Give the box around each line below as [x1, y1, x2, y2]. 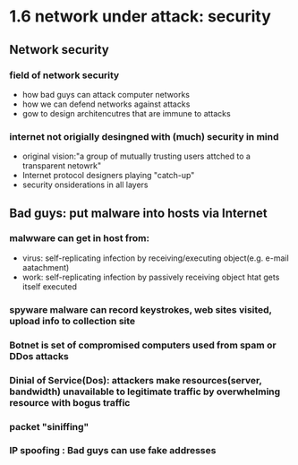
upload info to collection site [9, 314, 136, 327]
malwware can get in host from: [9, 232, 150, 245]
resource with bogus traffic [9, 396, 131, 409]
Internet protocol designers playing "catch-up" [21, 170, 195, 181]
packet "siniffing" [9, 420, 89, 433]
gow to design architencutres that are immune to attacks [21, 108, 231, 118]
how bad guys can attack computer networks [21, 89, 191, 99]
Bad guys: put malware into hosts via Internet [9, 205, 268, 220]
